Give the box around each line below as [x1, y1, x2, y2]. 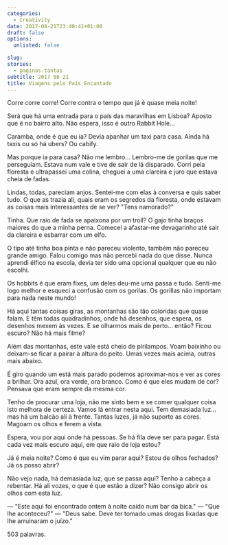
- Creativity [13, 16, 51, 23]
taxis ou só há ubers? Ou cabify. [7, 140, 98, 148]
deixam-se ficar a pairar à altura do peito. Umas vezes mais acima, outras [7, 349, 216, 358]
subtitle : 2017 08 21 [7, 73, 69, 80]
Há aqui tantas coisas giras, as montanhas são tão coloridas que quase [7, 307, 209, 316]
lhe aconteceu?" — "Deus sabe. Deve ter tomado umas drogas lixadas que [7, 509, 218, 518]
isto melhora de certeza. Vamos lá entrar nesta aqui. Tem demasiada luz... [7, 406, 216, 414]
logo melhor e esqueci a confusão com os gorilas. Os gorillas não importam [7, 286, 221, 295]
